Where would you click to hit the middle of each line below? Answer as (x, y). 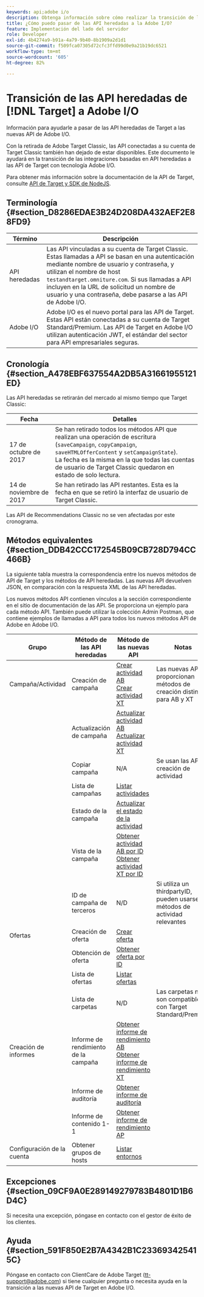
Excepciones (31, 1182)
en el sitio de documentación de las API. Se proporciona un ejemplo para (97, 605)
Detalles (125, 419)
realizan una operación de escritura (106, 437)
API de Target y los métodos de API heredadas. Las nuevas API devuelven (99, 580)
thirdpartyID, (174, 891)
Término (25, 239)
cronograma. (22, 522)
